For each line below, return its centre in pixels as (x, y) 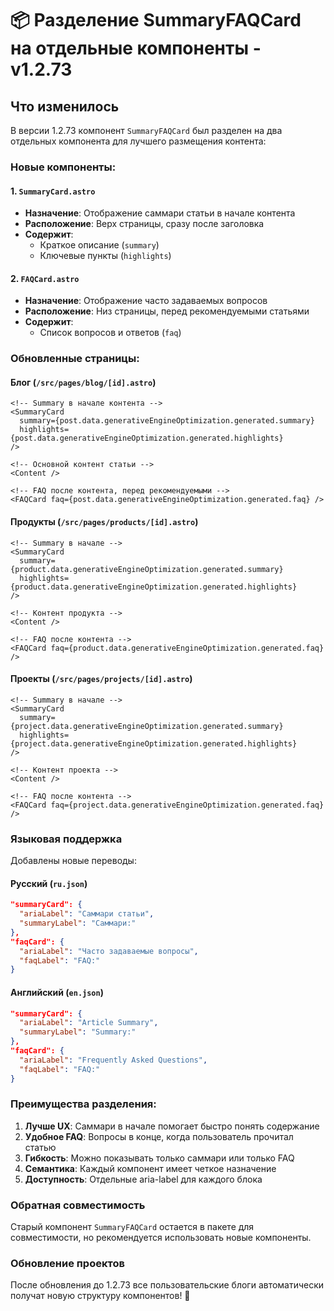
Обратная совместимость (78, 1205)
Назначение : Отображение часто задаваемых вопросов (146, 301)
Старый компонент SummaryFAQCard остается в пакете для (132, 1227)
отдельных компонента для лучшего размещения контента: (138, 141)
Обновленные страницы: (75, 359)
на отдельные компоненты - (136, 48)
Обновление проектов (67, 1264)
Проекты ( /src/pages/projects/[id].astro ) (101, 679)
